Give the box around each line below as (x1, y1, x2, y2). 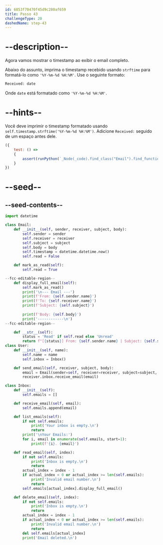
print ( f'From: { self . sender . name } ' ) (22, 294, 97, 299)
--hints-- (5, 107, 42, 118)
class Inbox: (5, 383, 32, 388)
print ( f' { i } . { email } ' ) (31, 441, 79, 446)
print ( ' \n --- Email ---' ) (22, 289, 75, 295)
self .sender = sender (22, 231, 66, 236)
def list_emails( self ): (14, 414, 62, 419)
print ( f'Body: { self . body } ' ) (22, 312, 81, 317)
